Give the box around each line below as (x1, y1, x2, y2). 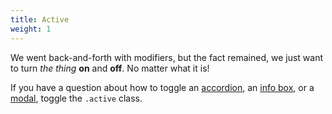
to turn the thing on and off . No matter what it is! (10, 62, 210, 74)
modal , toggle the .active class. (10, 92, 143, 104)
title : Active (10, 14, 70, 25)
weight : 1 (10, 24, 52, 34)
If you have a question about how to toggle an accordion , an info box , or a (10, 81, 315, 93)
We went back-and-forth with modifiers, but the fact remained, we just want (10, 51, 324, 63)
